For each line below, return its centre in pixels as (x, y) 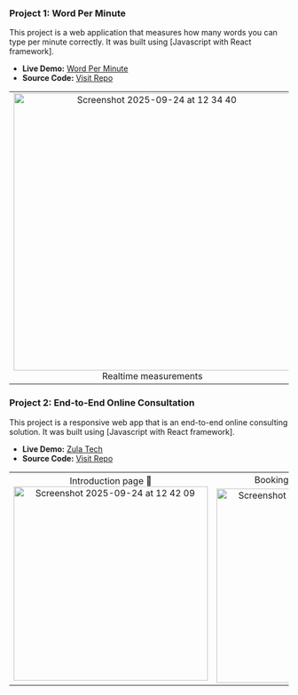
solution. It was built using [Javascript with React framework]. (122, 431)
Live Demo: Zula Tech (63, 449)
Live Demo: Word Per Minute (75, 68)
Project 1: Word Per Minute (67, 13)
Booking (271, 479)
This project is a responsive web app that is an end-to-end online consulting (149, 422)
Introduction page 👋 (111, 481)
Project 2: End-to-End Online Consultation (102, 403)
